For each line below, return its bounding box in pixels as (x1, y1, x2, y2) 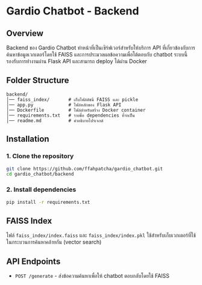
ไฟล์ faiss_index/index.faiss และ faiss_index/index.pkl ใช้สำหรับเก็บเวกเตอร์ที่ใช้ (6, 231, 196, 239)
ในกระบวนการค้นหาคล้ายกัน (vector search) (6, 239, 102, 246)
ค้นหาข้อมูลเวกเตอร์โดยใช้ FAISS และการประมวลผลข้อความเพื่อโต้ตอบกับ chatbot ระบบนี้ (6, 51, 188, 58)
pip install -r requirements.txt (6, 199, 90, 205)
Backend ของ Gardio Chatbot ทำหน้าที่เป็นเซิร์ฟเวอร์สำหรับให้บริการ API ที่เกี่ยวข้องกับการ (6, 44, 195, 51)
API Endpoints (6, 256, 61, 266)
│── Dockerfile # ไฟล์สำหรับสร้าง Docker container (6, 107, 146, 113)
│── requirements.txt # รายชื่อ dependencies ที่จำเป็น (6, 112, 135, 118)
